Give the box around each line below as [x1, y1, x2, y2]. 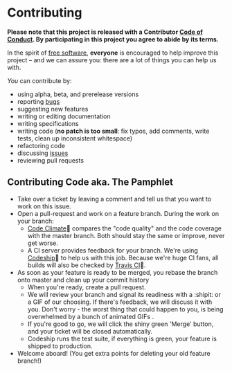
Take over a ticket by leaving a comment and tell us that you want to [17, 194, 212, 203]
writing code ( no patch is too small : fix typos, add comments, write [17, 127, 210, 135]
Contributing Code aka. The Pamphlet [7, 177, 174, 188]
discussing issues [17, 149, 69, 157]
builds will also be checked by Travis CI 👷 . [27, 261, 146, 269]
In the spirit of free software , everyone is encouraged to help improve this [7, 48, 219, 57]
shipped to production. [27, 341, 93, 350]
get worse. [27, 239, 59, 247]
